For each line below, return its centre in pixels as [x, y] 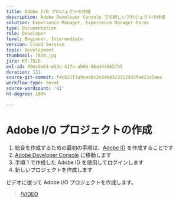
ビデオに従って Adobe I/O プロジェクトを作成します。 [71, 182]
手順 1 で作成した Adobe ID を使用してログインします [79, 162]
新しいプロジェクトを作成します [53, 169]
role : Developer [26, 34]
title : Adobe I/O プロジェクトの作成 [48, 12]
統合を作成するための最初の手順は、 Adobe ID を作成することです [94, 148]
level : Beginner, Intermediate [45, 39]
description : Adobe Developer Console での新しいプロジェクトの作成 [86, 17]
